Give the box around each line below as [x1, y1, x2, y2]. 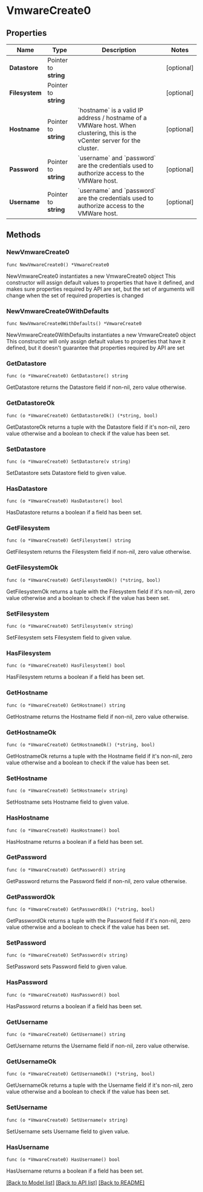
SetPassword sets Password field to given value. [6, 963, 127, 971]
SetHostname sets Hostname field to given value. [6, 798, 129, 806]
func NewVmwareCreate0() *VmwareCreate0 [6, 261, 110, 268]
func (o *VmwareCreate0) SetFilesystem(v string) [6, 623, 134, 630]
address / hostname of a [77, 113, 147, 122]
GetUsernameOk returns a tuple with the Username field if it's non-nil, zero [6, 1082, 193, 1089]
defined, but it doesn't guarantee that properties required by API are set [6, 344, 185, 351]
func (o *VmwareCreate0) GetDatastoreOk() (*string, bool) [6, 412, 158, 419]
